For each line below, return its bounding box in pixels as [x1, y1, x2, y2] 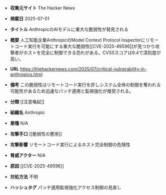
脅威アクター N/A [10, 152, 46, 158]
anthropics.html [10, 72, 43, 77]
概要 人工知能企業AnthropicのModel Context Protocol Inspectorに [10, 37, 146, 43]
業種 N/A [10, 120, 29, 126]
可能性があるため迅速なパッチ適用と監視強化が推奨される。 [10, 88, 134, 94]
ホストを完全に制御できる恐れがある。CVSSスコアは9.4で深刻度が [23, 50, 161, 55]
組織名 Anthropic [10, 109, 45, 115]
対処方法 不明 [10, 174, 38, 179]
